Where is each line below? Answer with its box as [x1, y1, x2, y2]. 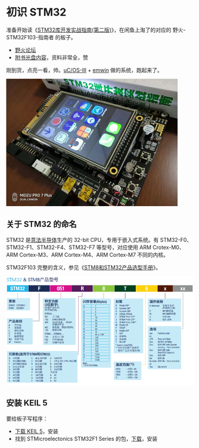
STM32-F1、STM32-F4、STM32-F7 [6, 244, 95, 251]
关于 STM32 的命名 [6, 219, 77, 229]
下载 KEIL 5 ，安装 [14, 427, 58, 435]
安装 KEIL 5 [6, 398, 48, 408]
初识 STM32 [6, 5, 67, 19]
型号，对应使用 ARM [101, 244, 152, 251]
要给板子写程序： [6, 415, 48, 422]
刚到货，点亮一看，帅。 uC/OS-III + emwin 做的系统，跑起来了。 [6, 66, 163, 73]
